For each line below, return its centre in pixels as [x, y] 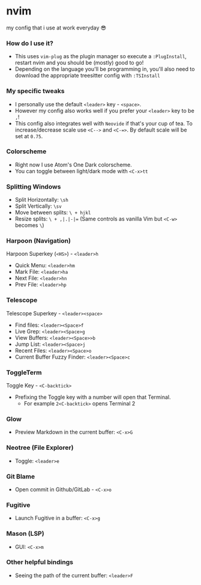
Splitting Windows [34, 186]
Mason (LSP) [25, 534]
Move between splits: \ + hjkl [53, 213]
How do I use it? [30, 43]
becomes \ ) [29, 225]
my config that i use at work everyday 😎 [56, 28]
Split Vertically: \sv [38, 206]
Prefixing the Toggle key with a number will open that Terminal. [93, 397]
